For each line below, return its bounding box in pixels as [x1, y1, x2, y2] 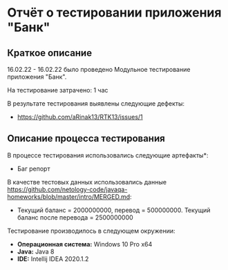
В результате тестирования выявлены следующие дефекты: [7, 99, 185, 108]
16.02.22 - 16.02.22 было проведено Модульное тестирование [7, 66, 191, 73]
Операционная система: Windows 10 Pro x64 [17, 240, 153, 248]
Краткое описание [7, 47, 92, 59]
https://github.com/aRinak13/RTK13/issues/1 [17, 113, 143, 121]
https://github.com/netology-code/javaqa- [7, 185, 128, 193]
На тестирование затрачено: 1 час [7, 86, 108, 94]
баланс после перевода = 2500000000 [17, 213, 133, 222]
